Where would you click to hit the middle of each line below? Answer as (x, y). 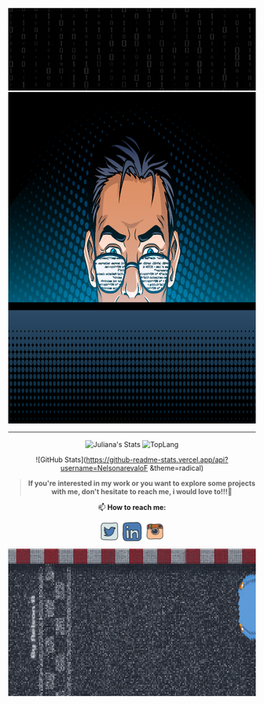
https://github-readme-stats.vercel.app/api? (157, 460)
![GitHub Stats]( (61, 460)
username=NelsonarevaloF (104, 467)
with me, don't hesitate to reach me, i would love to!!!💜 (141, 491)
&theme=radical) (177, 467)
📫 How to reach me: (132, 507)
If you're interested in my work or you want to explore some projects (142, 483)
